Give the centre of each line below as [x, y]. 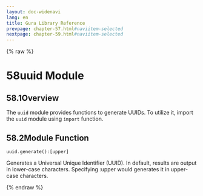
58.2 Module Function [48, 138]
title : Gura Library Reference [46, 23]
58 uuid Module [45, 76]
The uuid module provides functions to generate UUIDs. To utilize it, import [100, 113]
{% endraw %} [25, 187]
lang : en [17, 17]
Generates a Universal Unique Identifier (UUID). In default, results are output [101, 163]
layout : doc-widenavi [34, 12]
